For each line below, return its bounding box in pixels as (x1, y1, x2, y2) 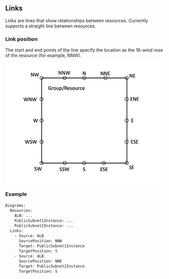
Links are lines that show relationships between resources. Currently (5, 17, 148, 23)
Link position (5, 35, 38, 43)
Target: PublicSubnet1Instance (18, 243, 85, 249)
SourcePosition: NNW (18, 238, 62, 244)
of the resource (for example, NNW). (5, 53, 82, 59)
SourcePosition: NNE (18, 258, 62, 264)
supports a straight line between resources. (5, 23, 96, 29)
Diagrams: (5, 203, 26, 208)
